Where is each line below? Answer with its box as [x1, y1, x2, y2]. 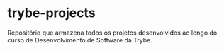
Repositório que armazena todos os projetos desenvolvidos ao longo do [7, 28, 218, 37]
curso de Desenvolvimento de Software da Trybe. [7, 35, 152, 44]
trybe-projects [7, 5, 96, 21]
